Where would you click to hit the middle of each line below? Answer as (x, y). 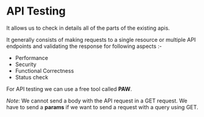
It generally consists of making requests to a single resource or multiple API (101, 39)
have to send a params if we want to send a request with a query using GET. (102, 107)
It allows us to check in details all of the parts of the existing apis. (88, 28)
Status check (32, 77)
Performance (32, 58)
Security (26, 64)
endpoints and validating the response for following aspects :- (84, 46)
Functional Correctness (44, 70)
